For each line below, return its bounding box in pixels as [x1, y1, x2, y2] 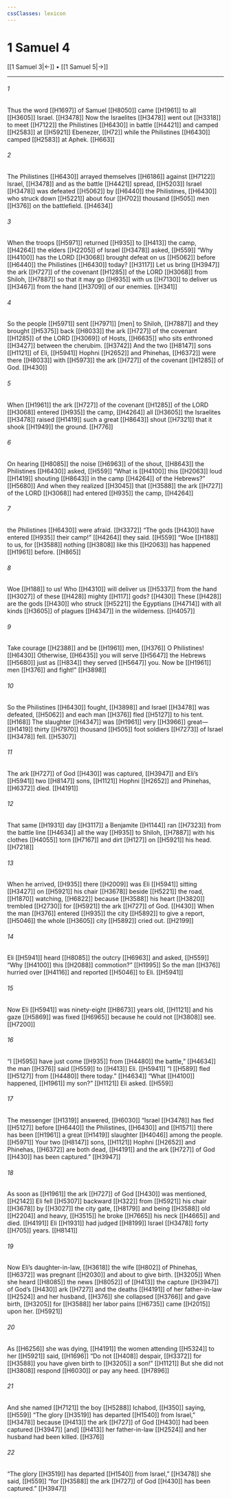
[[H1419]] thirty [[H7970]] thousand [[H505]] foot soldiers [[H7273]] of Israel [7, 725, 223, 733]
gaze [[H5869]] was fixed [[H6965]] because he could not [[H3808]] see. [7, 1012, 217, 1021]
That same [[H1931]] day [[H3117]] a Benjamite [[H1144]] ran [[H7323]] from [7, 821, 221, 829]
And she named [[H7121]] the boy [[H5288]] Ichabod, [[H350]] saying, [7, 1403, 206, 1412]
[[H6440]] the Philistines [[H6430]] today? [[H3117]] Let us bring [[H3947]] [7, 261, 220, 269]
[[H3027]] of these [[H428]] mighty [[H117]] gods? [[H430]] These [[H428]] [7, 593, 222, 601]
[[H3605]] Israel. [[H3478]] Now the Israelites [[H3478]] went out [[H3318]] [7, 113, 221, 121]
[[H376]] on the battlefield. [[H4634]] [7, 201, 113, 210]
